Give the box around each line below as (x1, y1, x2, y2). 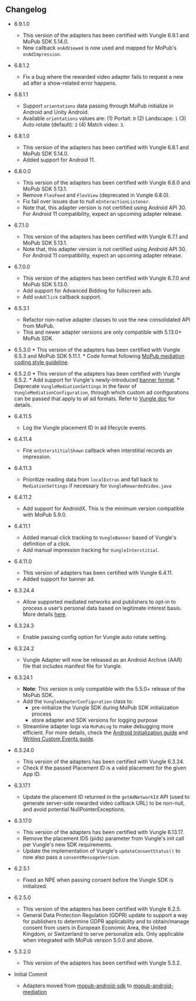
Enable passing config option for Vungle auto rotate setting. (22, 633, 168, 640)
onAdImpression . (22, 50, 62, 58)
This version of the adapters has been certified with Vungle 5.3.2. (22, 959, 181, 966)
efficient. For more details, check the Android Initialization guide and (22, 729, 188, 736)
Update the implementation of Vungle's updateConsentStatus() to (22, 847, 181, 854)
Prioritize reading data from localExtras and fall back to (22, 476, 158, 483)
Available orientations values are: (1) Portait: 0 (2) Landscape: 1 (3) (22, 115, 186, 122)
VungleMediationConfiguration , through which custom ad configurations (13, 389, 189, 396)
